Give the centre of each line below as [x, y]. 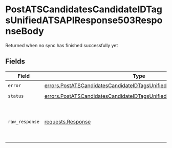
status [16, 96]
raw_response [24, 122]
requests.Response [68, 121]
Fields [15, 62]
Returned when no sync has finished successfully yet [62, 45]
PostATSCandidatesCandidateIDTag [84, 9]
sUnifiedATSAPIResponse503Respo [84, 20]
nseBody [25, 31]
